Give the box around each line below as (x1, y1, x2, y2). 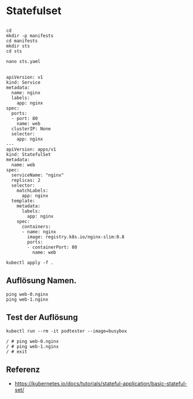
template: (11, 198, 35, 204)
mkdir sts (6, 43, 31, 49)
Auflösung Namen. (6, 275, 77, 286)
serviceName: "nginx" (11, 172, 65, 178)
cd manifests (6, 38, 38, 44)
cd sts (6, 48, 22, 54)
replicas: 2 (11, 177, 41, 183)
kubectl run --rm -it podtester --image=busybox (6, 328, 127, 334)
